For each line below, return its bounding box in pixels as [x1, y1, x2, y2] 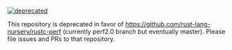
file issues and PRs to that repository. [7, 35, 115, 43]
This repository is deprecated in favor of [7, 20, 124, 28]
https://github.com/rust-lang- [125, 20, 211, 28]
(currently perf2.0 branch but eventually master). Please [63, 28, 226, 35]
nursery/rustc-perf [7, 28, 62, 35]
